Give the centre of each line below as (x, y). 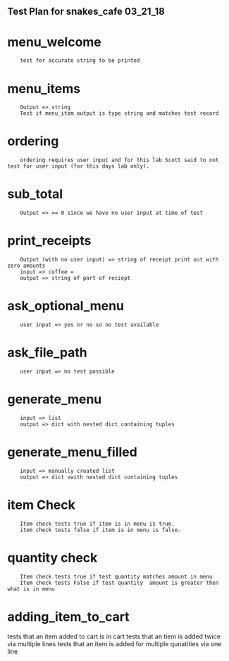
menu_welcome (55, 42)
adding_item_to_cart (68, 617)
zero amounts (26, 266)
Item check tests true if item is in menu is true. (97, 524)
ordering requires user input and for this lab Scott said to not (119, 160)
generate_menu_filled (72, 452)
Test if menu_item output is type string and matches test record (119, 113)
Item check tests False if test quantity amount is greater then (119, 583)
